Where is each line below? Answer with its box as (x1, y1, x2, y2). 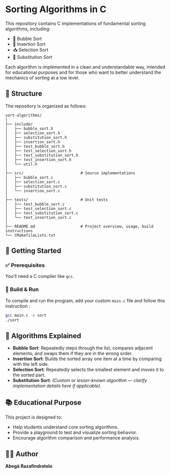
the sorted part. (12, 372, 46, 378)
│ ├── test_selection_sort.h (5, 148, 72, 153)
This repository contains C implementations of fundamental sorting (5, 20, 146, 26)
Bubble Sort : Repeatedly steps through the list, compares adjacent (12, 345, 153, 351)
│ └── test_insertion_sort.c (5, 215, 72, 220)
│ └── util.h (5, 162, 38, 167)
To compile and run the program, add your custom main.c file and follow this (5, 297, 165, 303)
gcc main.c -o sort (5, 312, 47, 318)
